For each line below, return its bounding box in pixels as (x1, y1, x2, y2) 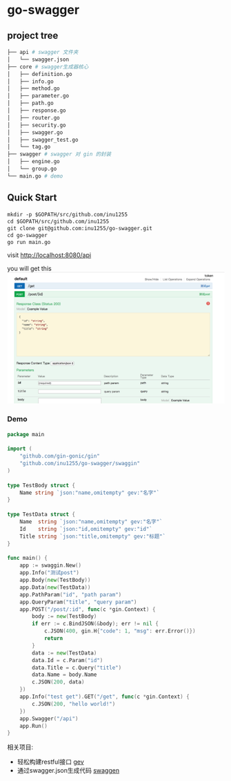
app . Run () (19, 722, 48, 729)
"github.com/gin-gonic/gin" (19, 453, 100, 460)
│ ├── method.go (7, 85, 60, 92)
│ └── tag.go (7, 144, 51, 151)
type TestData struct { (7, 511, 76, 518)
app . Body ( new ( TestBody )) (19, 576, 91, 584)
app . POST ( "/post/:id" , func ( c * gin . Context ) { (19, 605, 156, 613)
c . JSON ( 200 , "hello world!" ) (32, 700, 116, 707)
